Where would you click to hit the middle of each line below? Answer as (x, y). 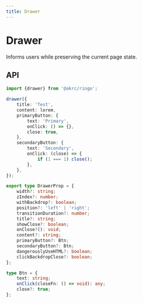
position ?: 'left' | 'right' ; (53, 208)
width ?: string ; (36, 192)
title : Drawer (23, 11)
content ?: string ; (39, 235)
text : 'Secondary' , (51, 148)
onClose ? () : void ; (39, 230)
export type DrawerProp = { (40, 186)
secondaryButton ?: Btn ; (46, 246)
